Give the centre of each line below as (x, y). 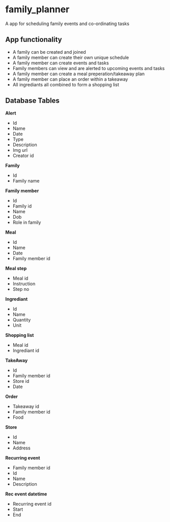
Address (21, 448)
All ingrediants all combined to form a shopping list (66, 84)
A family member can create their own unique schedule (71, 57)
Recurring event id (32, 504)
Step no (21, 289)
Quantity (22, 320)
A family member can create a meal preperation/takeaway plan (79, 74)
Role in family (27, 222)
